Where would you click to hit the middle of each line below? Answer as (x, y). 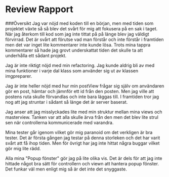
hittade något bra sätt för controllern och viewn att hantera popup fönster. (82, 163)
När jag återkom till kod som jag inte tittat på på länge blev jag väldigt (77, 34)
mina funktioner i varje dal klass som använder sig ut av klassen (72, 71)
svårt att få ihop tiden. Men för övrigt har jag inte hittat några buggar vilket (82, 143)
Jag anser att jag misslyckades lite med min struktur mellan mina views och (84, 112)
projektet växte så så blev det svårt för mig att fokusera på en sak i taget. (81, 28)
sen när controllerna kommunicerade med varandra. (59, 122)
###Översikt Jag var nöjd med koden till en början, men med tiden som (79, 23)
